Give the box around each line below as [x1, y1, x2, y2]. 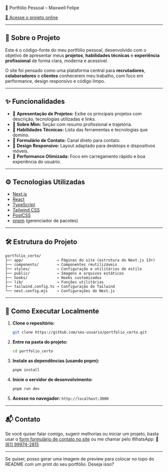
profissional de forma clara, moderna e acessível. [5, 58, 108, 64]
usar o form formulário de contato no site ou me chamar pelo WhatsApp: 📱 [5, 436, 159, 442]
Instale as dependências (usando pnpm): [12, 358, 100, 364]
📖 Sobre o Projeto [5, 34, 60, 42]
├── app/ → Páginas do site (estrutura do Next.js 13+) [5, 258, 155, 263]
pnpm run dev [12, 386, 40, 391]
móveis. [12, 148, 29, 154]
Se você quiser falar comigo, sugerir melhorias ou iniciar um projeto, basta [5, 431, 159, 437]
